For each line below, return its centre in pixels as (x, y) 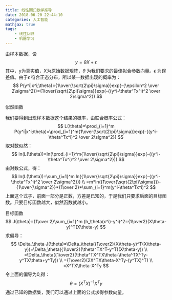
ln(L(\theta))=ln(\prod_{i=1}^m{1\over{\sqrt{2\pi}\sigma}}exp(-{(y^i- (90, 154)
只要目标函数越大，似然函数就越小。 (52, 202)
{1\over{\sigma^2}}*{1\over (45, 187)
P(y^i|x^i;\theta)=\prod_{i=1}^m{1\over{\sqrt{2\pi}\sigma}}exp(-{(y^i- (86, 132)
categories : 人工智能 (27, 19)
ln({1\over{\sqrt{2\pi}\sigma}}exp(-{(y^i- (118, 176)
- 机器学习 (25, 39)
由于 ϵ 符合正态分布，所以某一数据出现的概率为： (70, 77)
